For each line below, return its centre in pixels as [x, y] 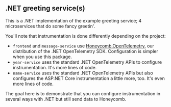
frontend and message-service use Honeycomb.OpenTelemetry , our [83, 46]
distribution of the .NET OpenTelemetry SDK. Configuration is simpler [85, 51]
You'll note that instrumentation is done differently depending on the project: [86, 36]
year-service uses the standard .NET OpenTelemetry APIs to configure [87, 62]
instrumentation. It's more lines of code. [55, 67]
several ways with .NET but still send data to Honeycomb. [66, 99]
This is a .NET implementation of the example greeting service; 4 [74, 20]
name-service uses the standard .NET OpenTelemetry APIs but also [83, 73]
